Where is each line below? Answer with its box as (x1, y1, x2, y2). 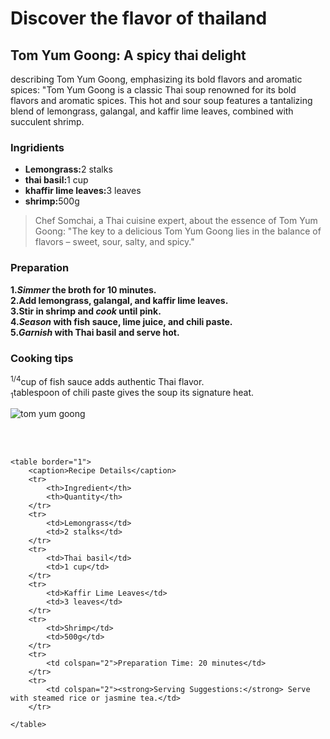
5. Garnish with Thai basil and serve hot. (10, 326, 180, 338)
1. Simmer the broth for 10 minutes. (10, 283, 157, 296)
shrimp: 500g (24, 195, 80, 207)
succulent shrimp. (10, 116, 85, 127)
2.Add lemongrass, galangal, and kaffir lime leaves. (10, 294, 229, 306)
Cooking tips (10, 351, 74, 365)
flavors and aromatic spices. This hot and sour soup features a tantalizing (10, 95, 313, 106)
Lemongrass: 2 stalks (24, 163, 113, 176)
